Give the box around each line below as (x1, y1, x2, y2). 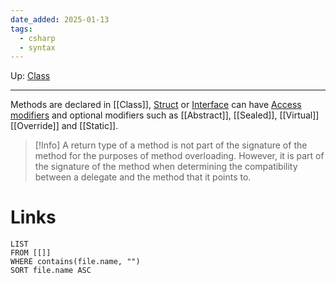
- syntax (19, 42, 56, 53)
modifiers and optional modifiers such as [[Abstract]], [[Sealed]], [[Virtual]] (10, 109, 320, 121)
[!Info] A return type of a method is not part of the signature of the (34, 139, 308, 151)
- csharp (19, 33, 56, 43)
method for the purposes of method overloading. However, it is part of (34, 150, 325, 162)
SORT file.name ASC (10, 266, 92, 276)
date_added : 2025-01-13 (10, 14, 110, 25)
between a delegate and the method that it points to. (34, 171, 252, 183)
